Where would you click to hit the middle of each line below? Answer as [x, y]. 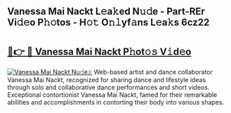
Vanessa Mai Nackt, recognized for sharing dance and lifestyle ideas [107, 80]
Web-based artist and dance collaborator [153, 72]
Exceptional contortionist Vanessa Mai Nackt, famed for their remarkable [112, 95]
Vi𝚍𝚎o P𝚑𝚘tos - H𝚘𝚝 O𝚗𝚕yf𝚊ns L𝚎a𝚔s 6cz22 [108, 23]
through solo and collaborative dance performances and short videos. [108, 87]
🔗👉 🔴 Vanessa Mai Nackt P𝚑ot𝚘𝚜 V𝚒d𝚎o [99, 52]
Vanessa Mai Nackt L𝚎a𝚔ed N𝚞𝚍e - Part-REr [106, 12]
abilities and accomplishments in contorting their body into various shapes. [116, 102]
